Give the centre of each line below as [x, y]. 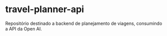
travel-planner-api [45, 9]
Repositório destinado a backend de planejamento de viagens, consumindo [84, 23]
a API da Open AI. [24, 28]
